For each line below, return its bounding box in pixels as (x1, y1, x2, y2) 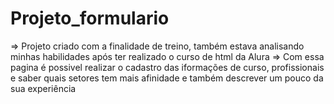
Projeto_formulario (10, 7, 170, 30)
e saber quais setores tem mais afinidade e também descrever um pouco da (10, 72, 324, 84)
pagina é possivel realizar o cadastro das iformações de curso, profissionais (10, 61, 325, 73)
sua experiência (10, 82, 77, 94)
